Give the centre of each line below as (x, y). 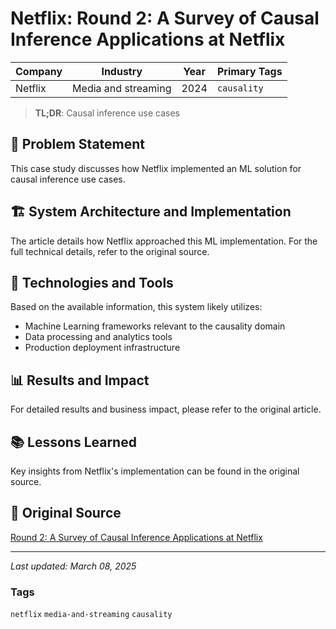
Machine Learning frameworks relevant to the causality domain (155, 326)
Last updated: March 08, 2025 (73, 566)
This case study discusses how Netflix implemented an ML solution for (156, 168)
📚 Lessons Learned (73, 442)
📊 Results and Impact (80, 380)
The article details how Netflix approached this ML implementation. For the (164, 241)
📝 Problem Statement (78, 144)
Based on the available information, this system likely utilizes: (136, 307)
